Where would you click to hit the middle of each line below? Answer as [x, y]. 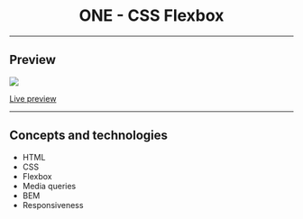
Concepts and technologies [89, 136]
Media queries [49, 186]
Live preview [33, 98]
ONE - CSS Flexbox [151, 16]
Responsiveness [53, 205]
